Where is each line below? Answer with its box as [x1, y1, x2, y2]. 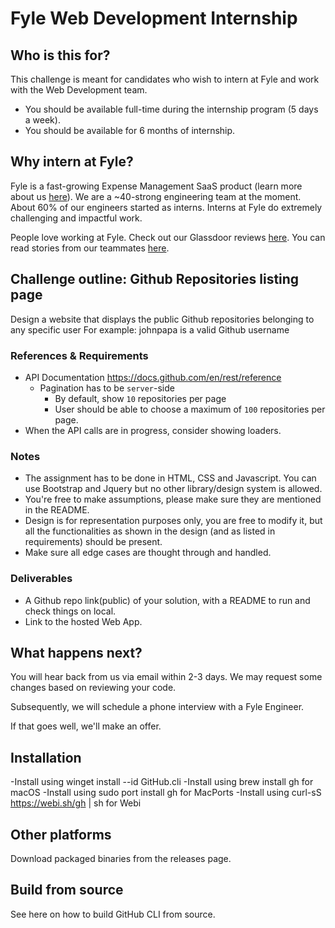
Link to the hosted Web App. [24, 615, 143, 627]
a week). [24, 114, 61, 126]
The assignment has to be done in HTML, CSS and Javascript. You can [24, 472, 317, 484]
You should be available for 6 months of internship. [24, 125, 236, 136]
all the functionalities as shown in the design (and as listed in [24, 525, 276, 537]
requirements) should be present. [24, 536, 163, 548]
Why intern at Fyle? [10, 153, 134, 171]
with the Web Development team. [10, 84, 148, 96]
